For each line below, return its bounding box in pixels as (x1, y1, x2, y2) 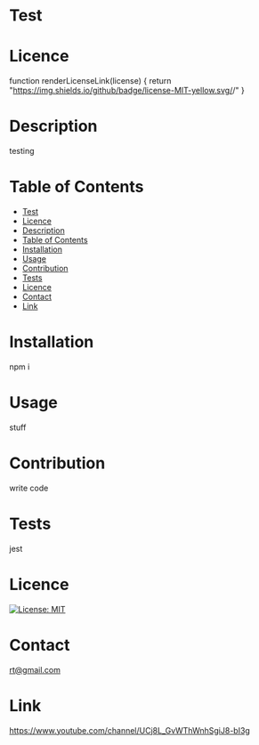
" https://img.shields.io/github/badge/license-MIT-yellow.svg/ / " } (9, 85, 245, 96)
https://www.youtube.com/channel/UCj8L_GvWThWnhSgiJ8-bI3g (9, 725, 251, 735)
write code (9, 482, 49, 493)
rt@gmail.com (9, 664, 61, 675)
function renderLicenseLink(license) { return (9, 76, 172, 86)
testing (9, 146, 35, 157)
